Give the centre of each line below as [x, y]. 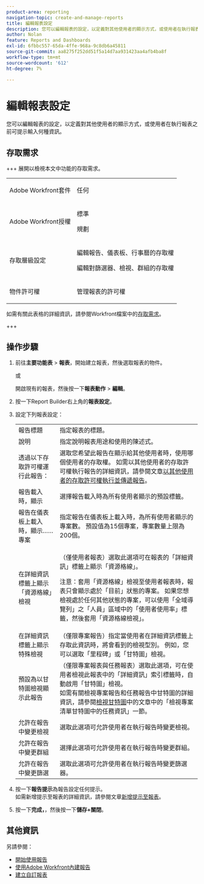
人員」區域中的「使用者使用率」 [136, 609]
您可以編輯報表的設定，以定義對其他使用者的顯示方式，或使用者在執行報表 [99, 124]
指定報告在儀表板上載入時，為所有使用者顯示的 [127, 517]
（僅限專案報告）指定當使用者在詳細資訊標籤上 [127, 635]
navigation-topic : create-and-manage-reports [65, 18]
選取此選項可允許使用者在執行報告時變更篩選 [124, 763]
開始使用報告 [31, 859]
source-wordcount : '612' [38, 63]
